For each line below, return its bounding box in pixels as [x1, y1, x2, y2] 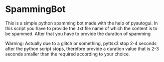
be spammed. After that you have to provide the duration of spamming [5, 30, 151, 36]
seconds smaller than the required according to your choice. [5, 51, 130, 57]
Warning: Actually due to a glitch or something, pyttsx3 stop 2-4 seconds [5, 40, 157, 46]
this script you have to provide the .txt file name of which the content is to [5, 25, 158, 31]
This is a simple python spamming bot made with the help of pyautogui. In [5, 20, 158, 26]
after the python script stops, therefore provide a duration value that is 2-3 [5, 45, 159, 51]
